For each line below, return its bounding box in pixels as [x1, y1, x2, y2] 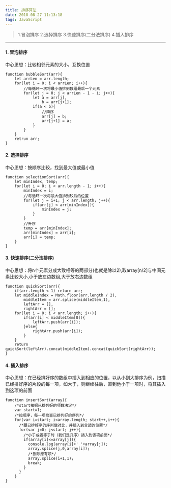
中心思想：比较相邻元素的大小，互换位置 [5, 61, 90, 67]
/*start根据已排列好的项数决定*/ [14, 403, 77, 408]
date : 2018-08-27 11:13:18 [5, 12, 63, 17]
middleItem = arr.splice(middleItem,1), [23, 297, 110, 302]
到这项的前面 [5, 387, 32, 393]
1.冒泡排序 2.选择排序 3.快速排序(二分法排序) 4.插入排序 [17, 32, 134, 38]
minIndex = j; [41, 206, 72, 212]
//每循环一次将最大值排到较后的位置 [23, 193, 89, 198]
